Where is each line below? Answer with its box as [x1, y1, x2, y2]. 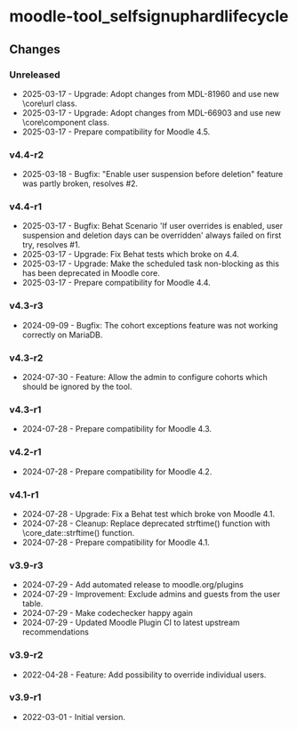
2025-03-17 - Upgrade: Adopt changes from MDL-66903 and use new [21, 107, 282, 117]
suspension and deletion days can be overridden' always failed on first [21, 230, 282, 241]
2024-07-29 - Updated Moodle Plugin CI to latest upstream [21, 617, 240, 628]
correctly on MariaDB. [21, 329, 103, 340]
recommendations [21, 627, 89, 637]
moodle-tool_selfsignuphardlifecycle [9, 6, 289, 27]
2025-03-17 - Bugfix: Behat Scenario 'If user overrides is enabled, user [21, 221, 284, 231]
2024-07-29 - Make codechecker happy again [21, 608, 194, 619]
